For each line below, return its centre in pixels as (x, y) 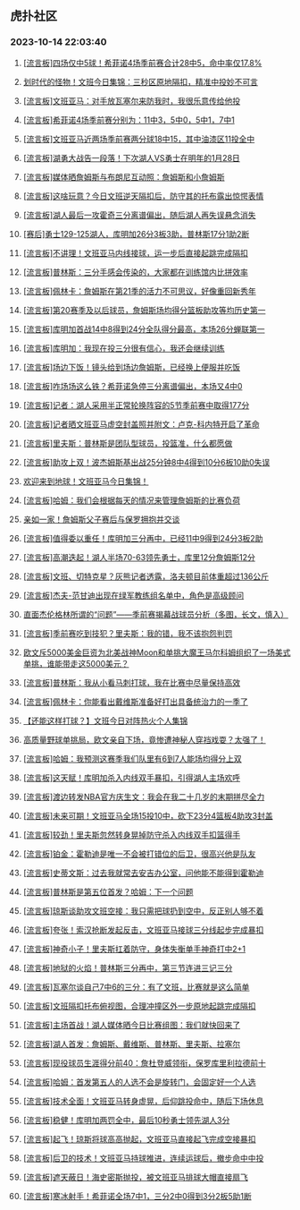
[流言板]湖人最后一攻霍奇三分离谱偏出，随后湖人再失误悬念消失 (140, 215)
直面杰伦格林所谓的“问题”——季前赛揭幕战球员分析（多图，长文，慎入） (156, 614)
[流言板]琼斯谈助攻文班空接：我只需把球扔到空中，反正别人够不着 (143, 910)
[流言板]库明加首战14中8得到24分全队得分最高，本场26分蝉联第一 (144, 328)
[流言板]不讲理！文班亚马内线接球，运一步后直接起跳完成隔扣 (136, 252)
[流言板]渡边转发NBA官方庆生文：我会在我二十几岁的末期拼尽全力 (144, 797)
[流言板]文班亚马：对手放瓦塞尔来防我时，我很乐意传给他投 (132, 100)
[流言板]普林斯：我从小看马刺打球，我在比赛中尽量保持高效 (132, 682)
